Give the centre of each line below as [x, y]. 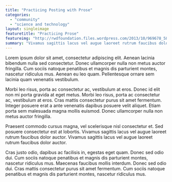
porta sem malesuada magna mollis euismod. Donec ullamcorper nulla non [84, 111]
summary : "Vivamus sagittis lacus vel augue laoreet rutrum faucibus [81, 43]
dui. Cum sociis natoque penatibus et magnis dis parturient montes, [77, 158]
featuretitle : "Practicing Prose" [42, 34]
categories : [18, 15]
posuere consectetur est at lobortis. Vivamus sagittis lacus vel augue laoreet [86, 132]
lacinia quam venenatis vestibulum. [42, 79]
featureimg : [18, 39]
